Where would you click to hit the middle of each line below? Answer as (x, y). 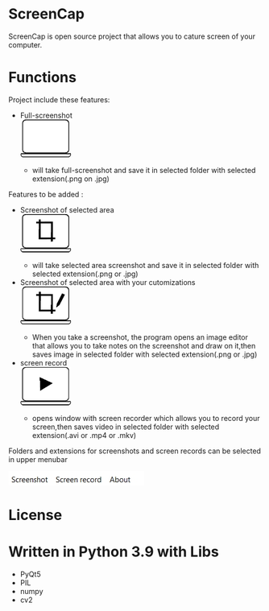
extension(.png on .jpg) (71, 179)
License (35, 515)
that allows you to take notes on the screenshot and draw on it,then (144, 346)
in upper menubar (38, 459)
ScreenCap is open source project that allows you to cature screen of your (132, 36)
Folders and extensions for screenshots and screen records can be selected (135, 451)
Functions (42, 78)
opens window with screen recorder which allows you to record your (146, 418)
